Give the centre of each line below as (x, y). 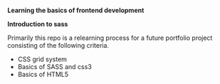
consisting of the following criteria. (58, 45)
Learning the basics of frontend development (76, 10)
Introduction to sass (38, 24)
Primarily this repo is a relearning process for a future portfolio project (110, 38)
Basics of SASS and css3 (55, 67)
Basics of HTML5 (43, 74)
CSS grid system (42, 59)
